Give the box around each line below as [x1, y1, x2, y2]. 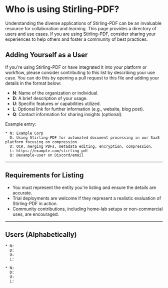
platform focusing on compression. [5, 139, 79, 144]
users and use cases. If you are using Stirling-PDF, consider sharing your [5, 31, 156, 37]
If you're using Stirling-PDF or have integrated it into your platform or [5, 64, 147, 70]
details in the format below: [5, 80, 61, 86]
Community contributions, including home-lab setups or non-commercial [12, 206, 163, 212]
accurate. [12, 189, 32, 196]
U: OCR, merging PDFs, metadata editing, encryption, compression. [9, 144, 153, 149]
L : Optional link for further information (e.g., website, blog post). [12, 106, 144, 112]
